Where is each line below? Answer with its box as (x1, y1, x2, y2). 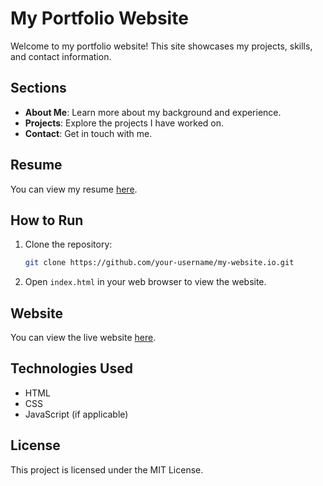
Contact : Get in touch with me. (24, 127, 153, 139)
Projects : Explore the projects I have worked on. (24, 117, 225, 129)
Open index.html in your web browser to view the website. (24, 276, 267, 288)
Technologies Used (10, 360, 133, 377)
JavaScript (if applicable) (24, 408, 129, 420)
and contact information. (10, 50, 112, 62)
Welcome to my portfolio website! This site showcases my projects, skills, (10, 40, 313, 52)
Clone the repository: (24, 238, 113, 251)
